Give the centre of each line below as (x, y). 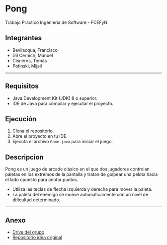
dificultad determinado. (36, 200)
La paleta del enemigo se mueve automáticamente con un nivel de (80, 195)
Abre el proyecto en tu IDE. (40, 136)
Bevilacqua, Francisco (35, 50)
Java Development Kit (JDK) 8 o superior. (55, 98)
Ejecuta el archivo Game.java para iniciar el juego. (63, 142)
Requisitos (22, 86)
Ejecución (21, 119)
